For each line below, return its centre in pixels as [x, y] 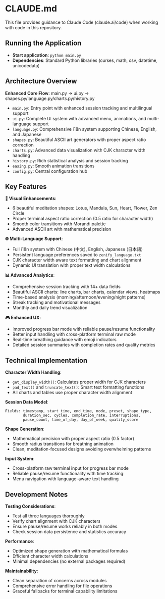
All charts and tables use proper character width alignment [72, 393]
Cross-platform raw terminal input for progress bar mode [70, 468]
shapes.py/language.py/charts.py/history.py [50, 98]
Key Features [26, 186]
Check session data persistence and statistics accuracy [69, 532]
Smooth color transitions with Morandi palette [59, 224]
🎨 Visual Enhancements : [31, 199]
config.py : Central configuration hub [50, 171]
